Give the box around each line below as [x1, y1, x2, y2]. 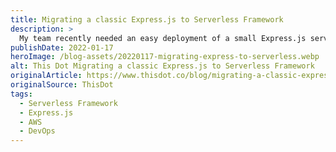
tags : [10, 89, 33, 99]
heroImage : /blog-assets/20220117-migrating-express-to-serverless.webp [10, 52, 320, 62]
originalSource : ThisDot [10, 80, 114, 90]
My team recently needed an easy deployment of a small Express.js [19, 33, 307, 43]
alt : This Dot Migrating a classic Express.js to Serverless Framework [10, 61, 315, 71]
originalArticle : [10, 71, 83, 81]
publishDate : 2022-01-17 [10, 42, 114, 53]
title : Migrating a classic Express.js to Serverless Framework [10, 14, 284, 25]
